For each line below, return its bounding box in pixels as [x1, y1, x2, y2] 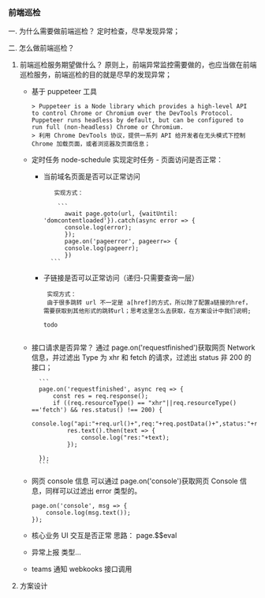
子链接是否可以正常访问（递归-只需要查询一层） [43, 273, 199, 282]
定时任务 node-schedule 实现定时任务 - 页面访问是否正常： [31, 155, 223, 165]
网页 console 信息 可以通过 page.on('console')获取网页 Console [31, 476, 238, 486]
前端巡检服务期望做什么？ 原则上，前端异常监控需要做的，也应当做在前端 [19, 60, 257, 70]
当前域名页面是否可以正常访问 [43, 172, 140, 181]
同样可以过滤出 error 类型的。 [45, 486, 142, 496]
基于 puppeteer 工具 [31, 87, 97, 97]
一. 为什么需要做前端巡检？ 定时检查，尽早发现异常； [8, 26, 180, 36]
